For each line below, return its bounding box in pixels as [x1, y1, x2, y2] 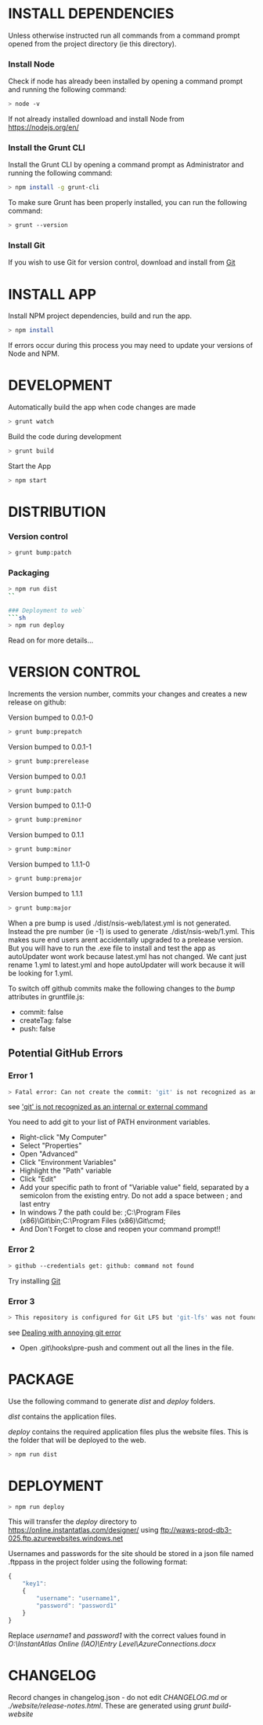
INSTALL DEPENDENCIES [8, 5, 175, 23]
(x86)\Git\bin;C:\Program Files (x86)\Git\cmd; [19, 1216, 166, 1225]
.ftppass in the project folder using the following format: [8, 1557, 188, 1567]
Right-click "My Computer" [19, 1133, 107, 1142]
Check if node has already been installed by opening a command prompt [8, 76, 243, 86]
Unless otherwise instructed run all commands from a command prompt [8, 31, 240, 40]
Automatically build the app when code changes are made [8, 402, 196, 412]
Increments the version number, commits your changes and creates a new [8, 689, 248, 698]
